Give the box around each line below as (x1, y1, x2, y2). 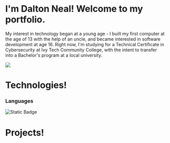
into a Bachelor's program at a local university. (5, 52, 103, 58)
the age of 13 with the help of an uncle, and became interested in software (5, 36, 161, 42)
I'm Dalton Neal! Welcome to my (5, 3, 143, 15)
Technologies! (5, 80, 67, 91)
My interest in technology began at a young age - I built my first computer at (5, 30, 165, 37)
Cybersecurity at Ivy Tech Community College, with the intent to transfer (5, 47, 157, 53)
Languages (5, 97, 34, 104)
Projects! (5, 127, 44, 138)
